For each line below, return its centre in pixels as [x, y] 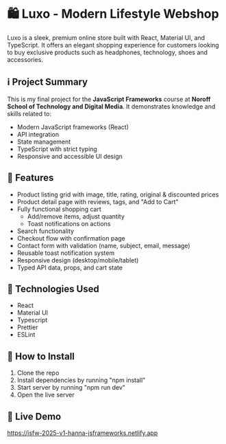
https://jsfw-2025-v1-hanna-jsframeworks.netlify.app [83, 433]
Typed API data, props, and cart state [70, 267]
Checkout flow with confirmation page [71, 238]
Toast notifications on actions [69, 223]
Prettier [27, 327]
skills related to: [29, 113]
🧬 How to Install [41, 356]
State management [44, 142]
